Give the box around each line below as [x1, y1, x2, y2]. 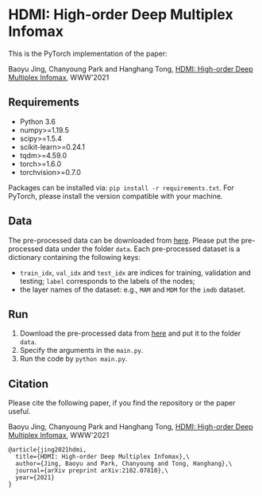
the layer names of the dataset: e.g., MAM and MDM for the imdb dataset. [19, 285, 246, 294]
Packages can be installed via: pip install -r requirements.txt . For [8, 183, 234, 192]
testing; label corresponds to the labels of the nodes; [19, 276, 196, 285]
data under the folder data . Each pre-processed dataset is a [44, 244, 241, 254]
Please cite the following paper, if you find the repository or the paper [8, 398, 236, 408]
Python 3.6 [19, 117, 56, 126]
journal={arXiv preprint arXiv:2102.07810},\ [15, 467, 169, 475]
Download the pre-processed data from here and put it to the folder [19, 328, 241, 339]
